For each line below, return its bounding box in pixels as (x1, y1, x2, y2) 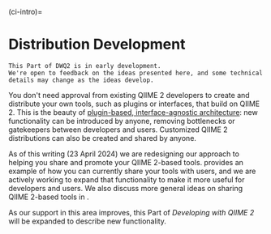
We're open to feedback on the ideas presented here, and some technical (8, 69, 264, 77)
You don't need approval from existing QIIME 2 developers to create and (8, 90, 250, 100)
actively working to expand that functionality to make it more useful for (8, 174, 245, 185)
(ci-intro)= (8, 7, 43, 16)
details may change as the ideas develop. (8, 76, 154, 84)
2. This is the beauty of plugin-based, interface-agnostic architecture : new (8, 107, 258, 117)
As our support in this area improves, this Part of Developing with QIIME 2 (8, 207, 255, 217)
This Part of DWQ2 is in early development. (8, 62, 161, 70)
